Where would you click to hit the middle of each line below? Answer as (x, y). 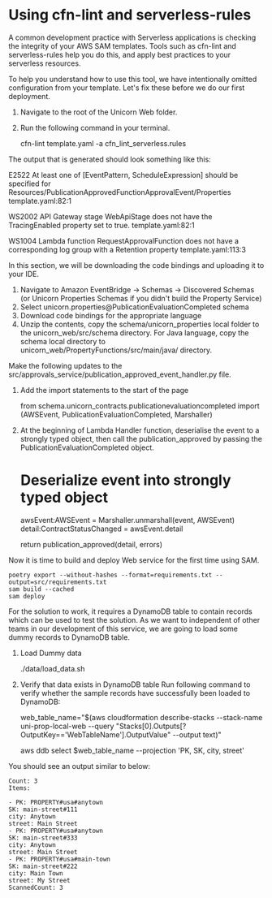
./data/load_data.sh (52, 668)
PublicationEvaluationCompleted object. (87, 447)
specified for (30, 183)
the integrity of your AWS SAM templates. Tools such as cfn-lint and (123, 45)
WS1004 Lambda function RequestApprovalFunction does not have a (124, 240)
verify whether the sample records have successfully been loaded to (135, 693)
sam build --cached (41, 589)
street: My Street (39, 880)
